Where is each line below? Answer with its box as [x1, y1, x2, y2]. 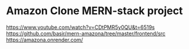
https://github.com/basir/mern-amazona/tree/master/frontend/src [6, 30, 166, 37]
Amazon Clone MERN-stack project [6, 4, 183, 18]
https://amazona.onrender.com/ [6, 36, 84, 43]
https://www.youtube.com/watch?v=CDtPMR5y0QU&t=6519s [6, 24, 155, 31]
